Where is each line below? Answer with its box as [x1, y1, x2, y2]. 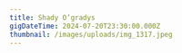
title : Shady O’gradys [9, 13, 96, 22]
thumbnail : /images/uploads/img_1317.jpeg [9, 30, 173, 39]
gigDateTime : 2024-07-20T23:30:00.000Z [9, 22, 161, 31]
